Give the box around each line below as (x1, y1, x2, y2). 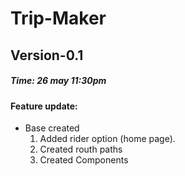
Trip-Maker (10, 7, 107, 30)
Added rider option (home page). (39, 133, 176, 145)
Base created (24, 122, 80, 134)
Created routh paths (39, 143, 123, 156)
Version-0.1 (10, 47, 84, 64)
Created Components (39, 154, 129, 166)
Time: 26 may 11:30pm (10, 75, 107, 87)
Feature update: (10, 100, 78, 112)
